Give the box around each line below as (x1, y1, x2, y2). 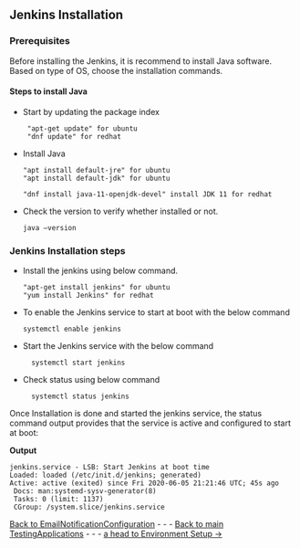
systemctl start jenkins (31, 358, 126, 368)
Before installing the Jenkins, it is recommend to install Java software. (9, 55, 273, 67)
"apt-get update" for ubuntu (26, 123, 139, 133)
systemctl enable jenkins (22, 324, 121, 334)
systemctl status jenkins (31, 392, 129, 401)
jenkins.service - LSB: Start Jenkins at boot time (9, 463, 210, 472)
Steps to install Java (9, 86, 88, 97)
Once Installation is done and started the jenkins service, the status (9, 408, 263, 419)
